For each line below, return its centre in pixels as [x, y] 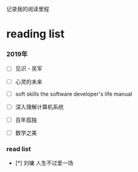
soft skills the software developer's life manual [74, 94]
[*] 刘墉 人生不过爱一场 [44, 163]
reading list [36, 34]
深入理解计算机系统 [39, 107]
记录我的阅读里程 [28, 9]
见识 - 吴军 [29, 68]
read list [19, 149]
